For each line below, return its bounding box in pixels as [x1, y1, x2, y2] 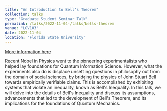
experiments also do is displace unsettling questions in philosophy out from [5, 68, 160, 74]
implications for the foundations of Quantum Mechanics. [5, 100, 121, 106]
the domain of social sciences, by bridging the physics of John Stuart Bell [5, 74, 156, 80]
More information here [5, 48, 51, 55]
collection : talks [5, 12, 43, 17]
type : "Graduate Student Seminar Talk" [5, 16, 88, 21]
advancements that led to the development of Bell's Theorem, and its [5, 95, 147, 101]
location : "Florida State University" [5, 35, 85, 40]
